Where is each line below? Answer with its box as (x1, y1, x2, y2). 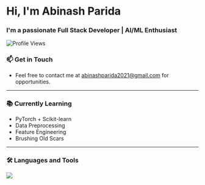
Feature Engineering (15, 128, 67, 136)
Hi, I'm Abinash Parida (6, 4, 121, 18)
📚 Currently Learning (6, 99, 72, 108)
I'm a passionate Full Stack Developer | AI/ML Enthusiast (6, 26, 178, 35)
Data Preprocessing (15, 122, 65, 129)
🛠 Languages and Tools (6, 156, 79, 164)
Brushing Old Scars (15, 135, 64, 142)
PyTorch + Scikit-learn (15, 116, 72, 123)
